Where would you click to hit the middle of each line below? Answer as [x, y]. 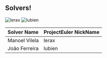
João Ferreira [23, 48]
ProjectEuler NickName [71, 32]
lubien [51, 48]
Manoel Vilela [23, 40]
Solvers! [18, 8]
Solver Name [23, 32]
